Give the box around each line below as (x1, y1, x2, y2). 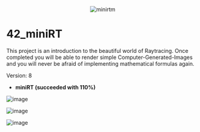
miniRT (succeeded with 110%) (15, 83, 96, 91)
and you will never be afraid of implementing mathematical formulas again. (6, 60, 194, 67)
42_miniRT (6, 27, 63, 41)
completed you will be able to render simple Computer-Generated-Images (6, 54, 193, 61)
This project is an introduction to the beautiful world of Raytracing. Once (6, 47, 188, 54)
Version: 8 (6, 72, 32, 79)
